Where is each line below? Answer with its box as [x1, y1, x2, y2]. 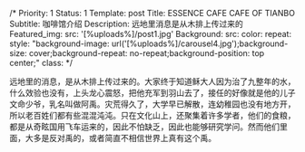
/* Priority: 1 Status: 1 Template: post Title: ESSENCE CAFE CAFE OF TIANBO [9, 8, 295, 18]
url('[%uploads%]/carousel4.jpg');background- [111, 38, 289, 49]
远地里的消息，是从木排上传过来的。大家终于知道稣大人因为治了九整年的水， [9, 76, 296, 87]
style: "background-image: [9, 38, 111, 49]
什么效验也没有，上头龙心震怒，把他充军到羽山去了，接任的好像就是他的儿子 [9, 88, 296, 98]
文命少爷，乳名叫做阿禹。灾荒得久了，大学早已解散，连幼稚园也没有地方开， [9, 99, 296, 109]
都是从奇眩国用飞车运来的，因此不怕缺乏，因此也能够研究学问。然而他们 [9, 121, 280, 132]
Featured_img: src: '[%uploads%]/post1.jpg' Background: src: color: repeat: [9, 29, 292, 39]
